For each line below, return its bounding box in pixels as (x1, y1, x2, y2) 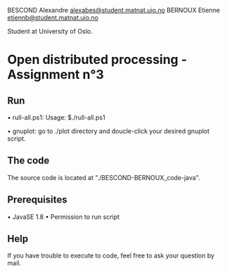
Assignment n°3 (7, 67, 104, 83)
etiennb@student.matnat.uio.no (7, 13, 99, 22)
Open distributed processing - (7, 52, 188, 68)
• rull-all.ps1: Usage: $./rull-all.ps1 (7, 113, 105, 122)
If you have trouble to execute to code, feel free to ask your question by (7, 251, 215, 260)
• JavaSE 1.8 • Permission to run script (7, 212, 120, 221)
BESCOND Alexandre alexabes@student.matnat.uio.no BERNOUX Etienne (7, 6, 220, 14)
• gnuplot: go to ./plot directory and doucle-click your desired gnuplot (7, 127, 209, 135)
